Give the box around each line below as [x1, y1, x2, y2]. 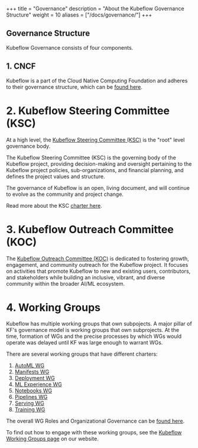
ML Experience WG [14, 381, 62, 388]
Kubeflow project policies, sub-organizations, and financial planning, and [6, 166, 184, 173]
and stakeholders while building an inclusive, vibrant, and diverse [6, 273, 165, 281]
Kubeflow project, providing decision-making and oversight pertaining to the [6, 160, 192, 167]
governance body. [6, 142, 51, 150]
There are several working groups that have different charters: [6, 350, 158, 357]
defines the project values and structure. [6, 173, 105, 180]
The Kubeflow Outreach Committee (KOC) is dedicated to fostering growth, [6, 254, 189, 262]
